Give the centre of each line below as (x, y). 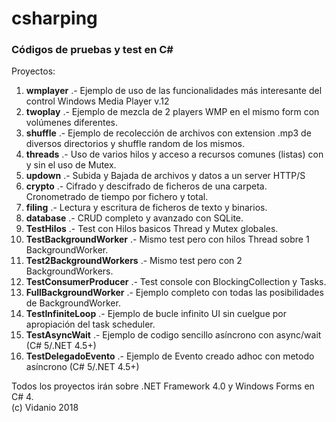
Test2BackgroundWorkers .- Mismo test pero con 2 (134, 261)
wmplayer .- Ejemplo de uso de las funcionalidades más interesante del (174, 91)
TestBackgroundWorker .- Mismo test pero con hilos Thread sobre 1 (167, 239)
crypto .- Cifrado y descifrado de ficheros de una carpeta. (146, 186)
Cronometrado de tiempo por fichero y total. (117, 197)
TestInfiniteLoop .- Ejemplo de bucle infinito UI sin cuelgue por (156, 314)
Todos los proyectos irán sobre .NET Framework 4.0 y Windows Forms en (163, 386)
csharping (54, 18)
